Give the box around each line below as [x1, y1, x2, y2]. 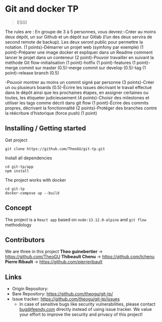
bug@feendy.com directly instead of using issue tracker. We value [19, 307, 152, 312]
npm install [5, 169, 29, 173]
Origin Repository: [12, 286, 49, 291]
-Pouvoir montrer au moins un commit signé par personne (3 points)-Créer [5, 79, 155, 85]
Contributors [5, 236, 45, 244]
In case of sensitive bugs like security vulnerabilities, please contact [19, 301, 156, 307]
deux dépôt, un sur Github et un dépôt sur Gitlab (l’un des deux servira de [5, 34, 152, 40]
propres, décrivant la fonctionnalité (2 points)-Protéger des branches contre [5, 105, 157, 111]
